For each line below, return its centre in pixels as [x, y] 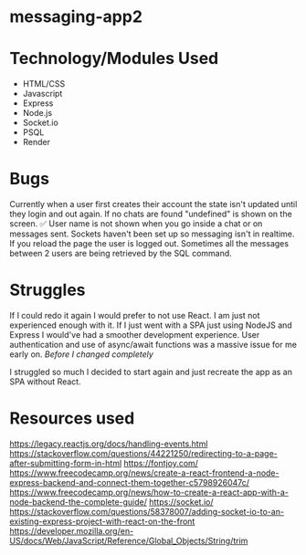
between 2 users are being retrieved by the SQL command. [121, 254]
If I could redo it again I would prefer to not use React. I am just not [135, 315]
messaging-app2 [76, 17]
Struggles [47, 290]
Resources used [72, 419]
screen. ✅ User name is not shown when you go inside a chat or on [136, 224]
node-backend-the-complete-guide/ [79, 502]
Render [37, 142]
